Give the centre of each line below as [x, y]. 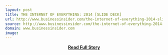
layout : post [19, 10]
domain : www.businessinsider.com [40, 28]
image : [12, 33]
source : [13, 24]
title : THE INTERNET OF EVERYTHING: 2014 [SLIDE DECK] [63, 14]
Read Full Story [84, 47]
